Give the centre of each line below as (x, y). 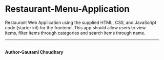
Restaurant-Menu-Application (67, 9)
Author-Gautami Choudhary (34, 52)
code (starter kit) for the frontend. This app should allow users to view (75, 27)
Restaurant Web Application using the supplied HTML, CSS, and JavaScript (81, 22)
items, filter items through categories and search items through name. (75, 33)
